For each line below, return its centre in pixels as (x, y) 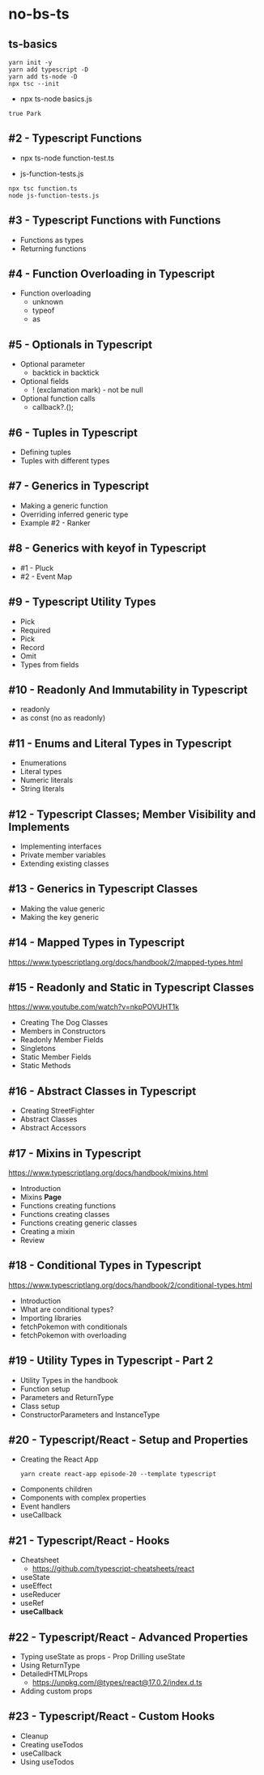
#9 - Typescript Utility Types (82, 602)
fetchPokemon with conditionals (74, 1326)
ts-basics (33, 44)
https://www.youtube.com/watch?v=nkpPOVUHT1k (94, 1007)
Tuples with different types (65, 461)
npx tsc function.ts (43, 188)
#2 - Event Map (46, 577)
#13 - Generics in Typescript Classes (103, 889)
